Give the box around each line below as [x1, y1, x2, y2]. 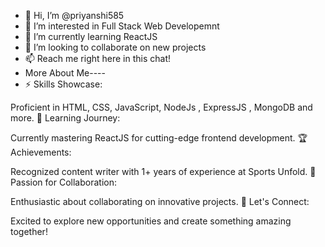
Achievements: [10, 146, 72, 158]
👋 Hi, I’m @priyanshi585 [24, 10, 125, 21]
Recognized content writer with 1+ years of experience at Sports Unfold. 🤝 [10, 166, 317, 177]
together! [10, 226, 48, 237]
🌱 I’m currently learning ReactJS [24, 31, 158, 42]
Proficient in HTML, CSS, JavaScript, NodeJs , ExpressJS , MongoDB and [10, 101, 313, 113]
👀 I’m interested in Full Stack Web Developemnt [24, 20, 220, 32]
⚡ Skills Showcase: [24, 78, 103, 90]
